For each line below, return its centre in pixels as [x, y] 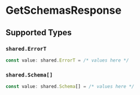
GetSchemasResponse [64, 10]
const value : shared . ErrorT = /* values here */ [67, 60]
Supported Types [39, 33]
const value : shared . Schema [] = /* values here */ [70, 87]
